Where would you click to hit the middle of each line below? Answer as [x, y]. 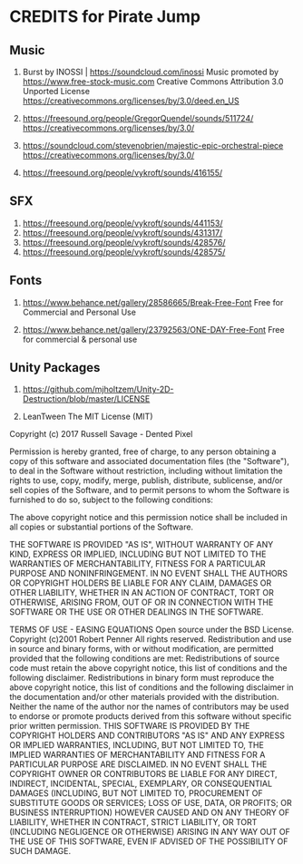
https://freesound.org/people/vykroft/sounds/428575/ [124, 252]
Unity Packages [55, 368]
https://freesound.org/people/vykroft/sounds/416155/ [122, 173]
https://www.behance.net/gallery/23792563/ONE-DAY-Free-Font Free [153, 329]
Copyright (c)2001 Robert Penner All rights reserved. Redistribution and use [151, 639]
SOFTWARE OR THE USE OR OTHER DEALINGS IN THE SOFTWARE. [137, 612]
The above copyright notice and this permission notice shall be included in [148, 518]
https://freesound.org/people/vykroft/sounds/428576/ [124, 242]
